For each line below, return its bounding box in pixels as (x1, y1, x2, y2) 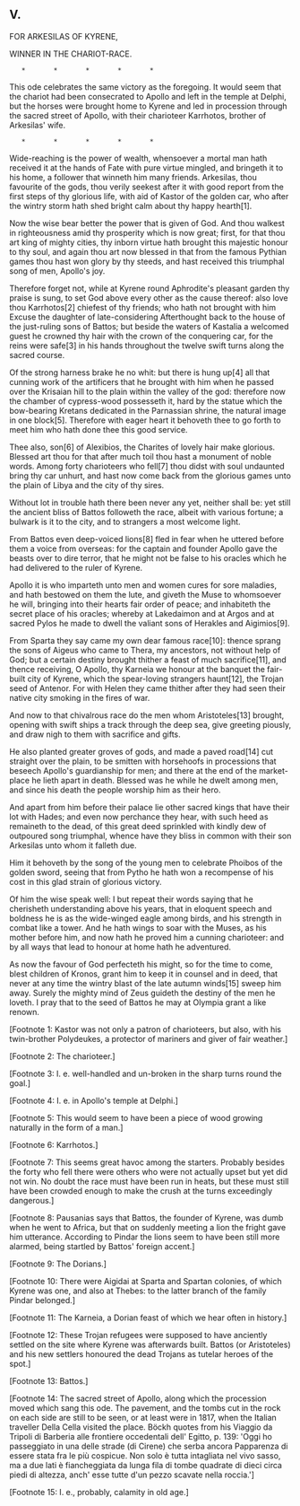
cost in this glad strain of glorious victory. (9, 876, 163, 887)
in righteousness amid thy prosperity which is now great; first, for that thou (9, 227, 286, 238)
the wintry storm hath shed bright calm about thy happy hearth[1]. (9, 200, 253, 211)
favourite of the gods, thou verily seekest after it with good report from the (9, 181, 284, 192)
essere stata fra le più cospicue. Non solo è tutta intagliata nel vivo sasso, (9, 1449, 281, 1461)
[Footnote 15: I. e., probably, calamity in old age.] (9, 1486, 190, 1497)
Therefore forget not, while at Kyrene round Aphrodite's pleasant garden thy (9, 283, 290, 293)
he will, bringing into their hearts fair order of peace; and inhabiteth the (9, 599, 271, 609)
